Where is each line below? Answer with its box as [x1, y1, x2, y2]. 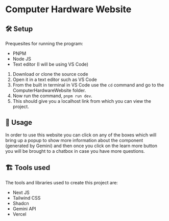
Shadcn [12, 200, 29, 206]
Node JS [12, 56, 32, 62]
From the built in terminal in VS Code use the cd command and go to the [12, 82, 164, 88]
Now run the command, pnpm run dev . [12, 93, 93, 99]
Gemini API [12, 205, 37, 212]
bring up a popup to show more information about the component [5, 137, 143, 143]
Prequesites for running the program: [5, 41, 83, 46]
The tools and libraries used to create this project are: [5, 179, 118, 185]
